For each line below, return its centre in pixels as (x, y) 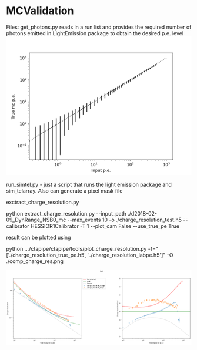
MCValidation (40, 11)
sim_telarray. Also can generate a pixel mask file (64, 191)
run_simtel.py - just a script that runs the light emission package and (89, 184)
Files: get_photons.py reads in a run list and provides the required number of (99, 27)
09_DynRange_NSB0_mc (36, 220)
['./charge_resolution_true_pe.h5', (46, 255)
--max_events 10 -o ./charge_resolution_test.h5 (125, 220)
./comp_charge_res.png (35, 261)
